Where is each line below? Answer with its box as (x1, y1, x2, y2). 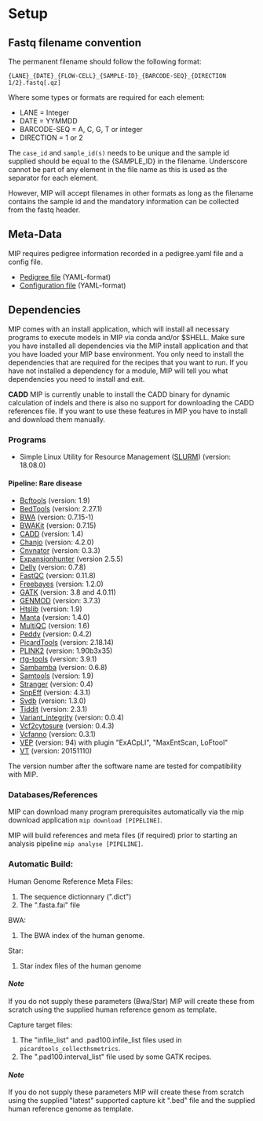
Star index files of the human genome (19, 961, 141, 970)
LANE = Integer (19, 108, 70, 117)
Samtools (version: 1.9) (19, 671, 94, 680)
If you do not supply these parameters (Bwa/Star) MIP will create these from (8, 996, 255, 1006)
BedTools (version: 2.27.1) (19, 504, 103, 514)
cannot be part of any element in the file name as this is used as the (8, 165, 228, 174)
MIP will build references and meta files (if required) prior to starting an (8, 830, 238, 841)
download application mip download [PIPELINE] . (8, 815, 163, 825)
